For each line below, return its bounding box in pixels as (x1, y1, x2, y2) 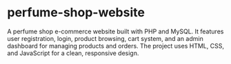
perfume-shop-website (7, 5, 145, 20)
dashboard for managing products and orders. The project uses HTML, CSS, (7, 42, 224, 50)
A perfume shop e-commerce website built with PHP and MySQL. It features (7, 27, 224, 35)
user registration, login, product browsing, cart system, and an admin (7, 34, 203, 42)
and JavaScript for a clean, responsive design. (7, 49, 139, 57)
